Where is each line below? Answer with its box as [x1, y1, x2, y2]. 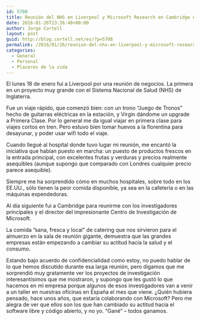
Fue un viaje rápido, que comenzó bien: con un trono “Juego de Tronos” [6, 105, 183, 112]
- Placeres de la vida [11, 64, 68, 70]
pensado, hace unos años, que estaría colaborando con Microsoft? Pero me [6, 295, 192, 302]
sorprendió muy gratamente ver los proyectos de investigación [6, 269, 160, 277]
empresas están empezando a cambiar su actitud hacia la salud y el [6, 239, 173, 246]
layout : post [6, 31, 39, 37]
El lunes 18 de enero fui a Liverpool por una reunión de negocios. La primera [6, 80, 193, 87]
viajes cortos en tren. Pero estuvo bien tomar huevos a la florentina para [6, 123, 183, 131]
